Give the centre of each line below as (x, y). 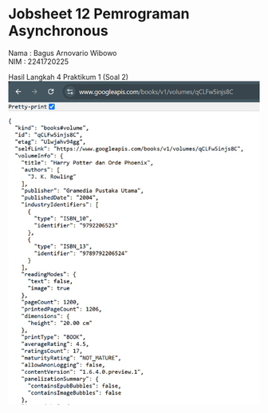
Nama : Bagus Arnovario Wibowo (63, 53)
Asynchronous (59, 31)
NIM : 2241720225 (39, 62)
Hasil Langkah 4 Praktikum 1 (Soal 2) (69, 77)
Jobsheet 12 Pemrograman (99, 14)
